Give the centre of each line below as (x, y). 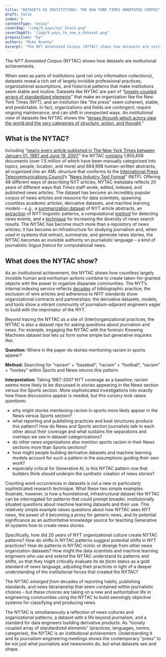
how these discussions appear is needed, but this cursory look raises (76, 396)
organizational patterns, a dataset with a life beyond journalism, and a (76, 617)
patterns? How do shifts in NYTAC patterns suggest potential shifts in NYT (81, 540)
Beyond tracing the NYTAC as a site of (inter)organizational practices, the (80, 319)
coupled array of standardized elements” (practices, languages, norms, (78, 628)
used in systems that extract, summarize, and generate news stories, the (79, 235)
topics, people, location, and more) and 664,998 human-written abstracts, (81, 166)
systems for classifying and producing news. (51, 602)
